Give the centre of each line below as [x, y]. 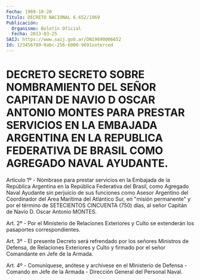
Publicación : [22, 23]
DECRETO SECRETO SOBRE [76, 75]
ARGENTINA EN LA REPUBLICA [84, 138]
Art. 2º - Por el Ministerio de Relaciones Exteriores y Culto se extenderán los [100, 223]
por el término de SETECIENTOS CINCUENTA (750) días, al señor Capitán [97, 205]
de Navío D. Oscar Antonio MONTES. [52, 211]
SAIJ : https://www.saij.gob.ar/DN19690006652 [64, 39]
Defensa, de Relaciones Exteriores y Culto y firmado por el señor [86, 247]
